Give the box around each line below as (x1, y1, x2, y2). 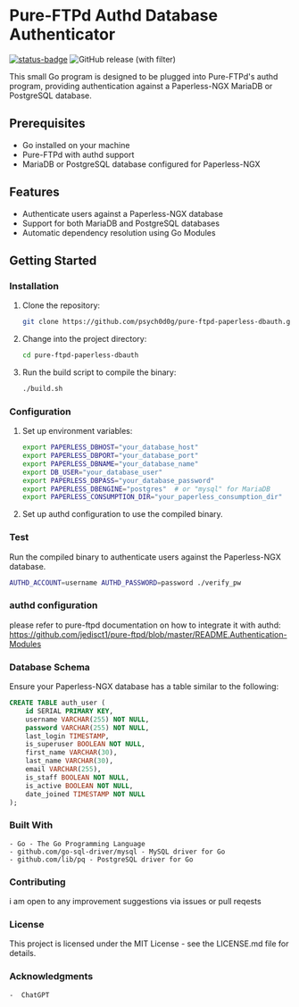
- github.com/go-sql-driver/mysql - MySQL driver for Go (9, 847, 226, 856)
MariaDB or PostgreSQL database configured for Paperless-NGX (21, 158, 261, 170)
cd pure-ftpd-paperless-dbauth (21, 351, 139, 360)
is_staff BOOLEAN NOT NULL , (25, 773, 129, 782)
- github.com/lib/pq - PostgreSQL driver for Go (9, 854, 194, 864)
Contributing (9, 876, 66, 888)
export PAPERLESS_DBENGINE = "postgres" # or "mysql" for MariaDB (21, 484, 270, 494)
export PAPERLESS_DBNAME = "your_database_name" (21, 459, 199, 469)
